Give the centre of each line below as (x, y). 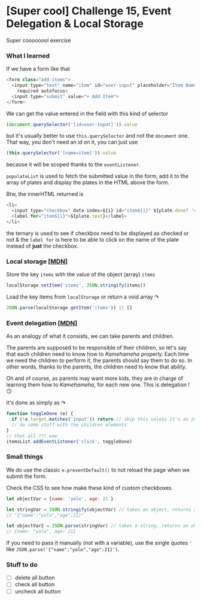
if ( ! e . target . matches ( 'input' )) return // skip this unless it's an (100, 419)
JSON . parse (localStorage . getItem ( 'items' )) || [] (69, 308)
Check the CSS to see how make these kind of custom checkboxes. (90, 488)
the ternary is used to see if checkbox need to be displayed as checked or (98, 233)
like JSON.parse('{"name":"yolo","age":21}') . (63, 549)
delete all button (35, 578)
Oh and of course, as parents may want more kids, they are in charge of (95, 379)
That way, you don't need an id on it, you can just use (72, 142)
